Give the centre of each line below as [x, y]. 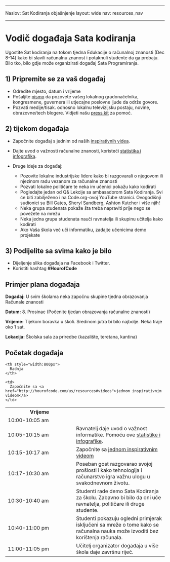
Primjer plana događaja [42, 284]
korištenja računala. [99, 537]
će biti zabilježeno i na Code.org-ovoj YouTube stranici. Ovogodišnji [91, 197]
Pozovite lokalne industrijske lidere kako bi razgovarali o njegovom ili [92, 176]
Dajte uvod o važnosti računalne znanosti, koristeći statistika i [77, 151]
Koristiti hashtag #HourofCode [45, 269]
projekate [30, 235]
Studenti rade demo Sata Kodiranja [117, 491]
